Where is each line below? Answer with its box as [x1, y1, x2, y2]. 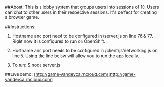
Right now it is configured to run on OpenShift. [12, 38, 106, 44]
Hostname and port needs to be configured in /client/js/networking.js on [12, 48, 158, 53]
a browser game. [5, 14, 39, 20]
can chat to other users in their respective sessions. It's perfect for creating [5, 9, 157, 15]
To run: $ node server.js [12, 62, 61, 68]
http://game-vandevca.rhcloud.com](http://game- [35, 72, 136, 77]
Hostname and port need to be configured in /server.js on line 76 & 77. [12, 33, 154, 39]
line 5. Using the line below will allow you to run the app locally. [12, 53, 139, 58]
